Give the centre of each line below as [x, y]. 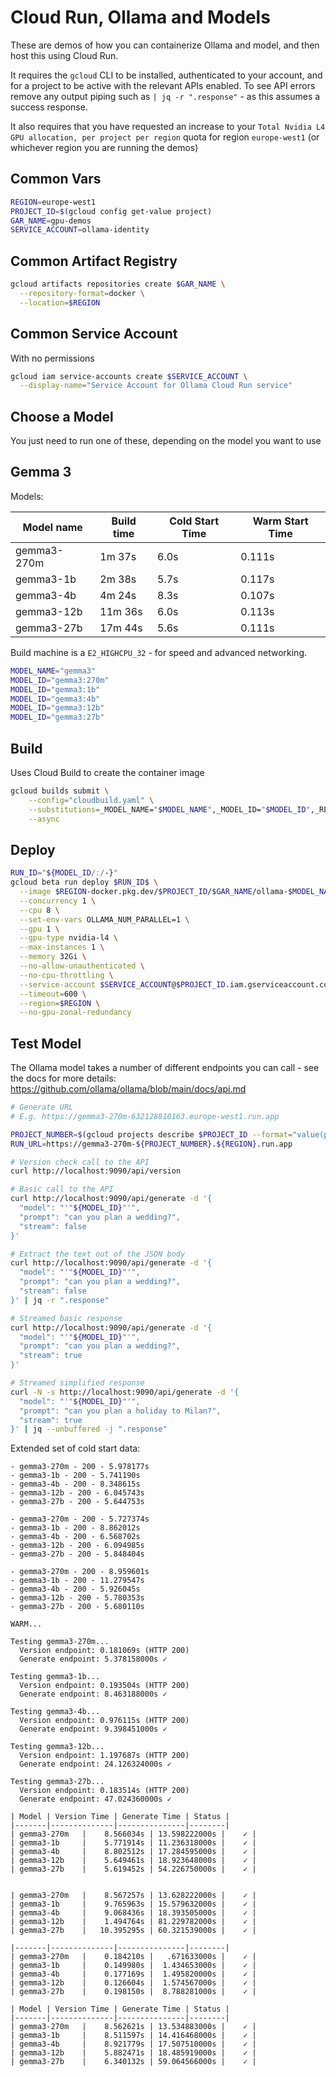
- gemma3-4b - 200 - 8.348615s [75, 1484]
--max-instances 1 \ [62, 947]
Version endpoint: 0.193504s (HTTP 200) [104, 1686]
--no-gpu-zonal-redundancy [75, 1012]
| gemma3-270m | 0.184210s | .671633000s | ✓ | [133, 1957]
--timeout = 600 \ [53, 994]
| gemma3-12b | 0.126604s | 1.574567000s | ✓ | [133, 1983]
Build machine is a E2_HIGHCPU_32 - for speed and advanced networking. [159, 652]
